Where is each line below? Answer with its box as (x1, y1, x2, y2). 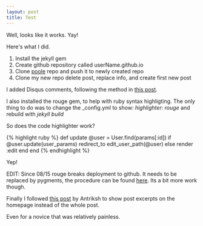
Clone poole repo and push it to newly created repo (15, 67, 144, 75)
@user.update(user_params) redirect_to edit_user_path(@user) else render (6, 140, 194, 147)
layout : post (6, 8, 39, 15)
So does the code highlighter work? (6, 122, 95, 129)
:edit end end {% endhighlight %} (6, 147, 90, 154)
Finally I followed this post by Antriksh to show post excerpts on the (6, 194, 175, 202)
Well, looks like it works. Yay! (6, 31, 79, 38)
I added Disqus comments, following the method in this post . (6, 85, 158, 93)
